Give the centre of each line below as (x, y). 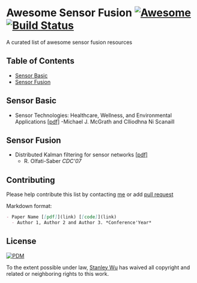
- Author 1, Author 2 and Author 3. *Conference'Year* (82, 223)
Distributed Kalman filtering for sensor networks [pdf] (81, 155)
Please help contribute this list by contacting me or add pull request (90, 194)
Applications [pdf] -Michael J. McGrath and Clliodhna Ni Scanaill (95, 121)
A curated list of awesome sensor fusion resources (69, 42)
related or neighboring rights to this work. (58, 273)
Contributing (31, 180)
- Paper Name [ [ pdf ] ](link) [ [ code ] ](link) (62, 217)
